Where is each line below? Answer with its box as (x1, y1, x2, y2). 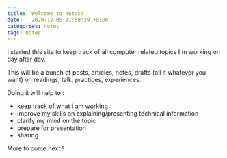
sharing (16, 131, 39, 140)
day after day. (7, 55, 46, 64)
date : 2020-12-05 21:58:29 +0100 (7, 16, 109, 23)
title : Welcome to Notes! (7, 10, 84, 17)
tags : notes (7, 29, 41, 36)
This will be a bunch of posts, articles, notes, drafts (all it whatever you (7, 68, 206, 77)
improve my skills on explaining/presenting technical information (16, 109, 199, 118)
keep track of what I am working (16, 102, 108, 110)
